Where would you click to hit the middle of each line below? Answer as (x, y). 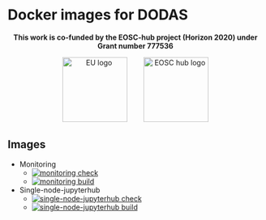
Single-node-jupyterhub (60, 190)
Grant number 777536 (135, 45)
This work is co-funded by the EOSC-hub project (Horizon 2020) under (135, 37)
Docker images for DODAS (98, 15)
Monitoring (37, 164)
